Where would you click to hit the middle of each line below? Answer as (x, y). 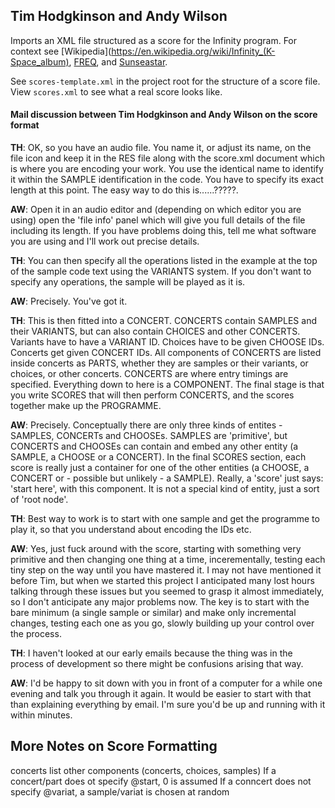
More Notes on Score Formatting (114, 746)
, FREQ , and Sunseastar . (118, 61)
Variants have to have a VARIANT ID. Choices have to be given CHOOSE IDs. (167, 342)
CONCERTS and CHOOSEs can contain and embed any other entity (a (154, 446)
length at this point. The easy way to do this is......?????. (124, 190)
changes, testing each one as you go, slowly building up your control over (162, 623)
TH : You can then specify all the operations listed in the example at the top (164, 261)
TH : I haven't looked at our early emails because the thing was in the (151, 653)
